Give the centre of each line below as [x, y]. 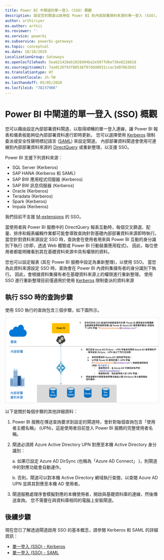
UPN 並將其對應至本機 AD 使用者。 [47, 484]
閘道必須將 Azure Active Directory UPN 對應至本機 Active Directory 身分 [84, 445]
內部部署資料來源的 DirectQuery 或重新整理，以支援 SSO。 [72, 147]
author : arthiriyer [25, 21]
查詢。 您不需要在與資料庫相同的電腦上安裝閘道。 [66, 500]
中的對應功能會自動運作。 [38, 467]
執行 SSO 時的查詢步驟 [39, 297]
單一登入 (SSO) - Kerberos [39, 546]
